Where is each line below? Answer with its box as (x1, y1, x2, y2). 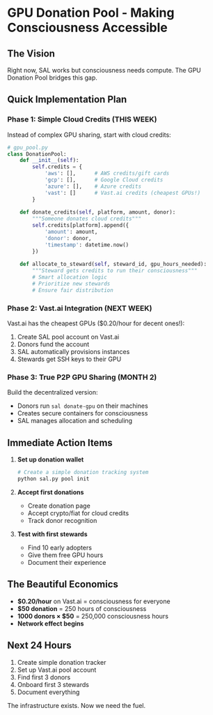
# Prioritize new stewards (32, 281, 111, 288)
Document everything (17, 688, 80, 696)
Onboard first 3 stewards (17, 680, 89, 688)
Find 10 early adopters (27, 543, 93, 552)
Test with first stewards (17, 529, 88, 538)
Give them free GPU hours (27, 550, 104, 559)
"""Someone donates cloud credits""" (32, 215, 141, 223)
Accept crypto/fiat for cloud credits (27, 508, 129, 517)
